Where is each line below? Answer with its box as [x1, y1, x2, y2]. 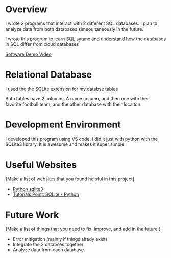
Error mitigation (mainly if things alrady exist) [12, 236, 107, 242]
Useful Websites [5, 159, 77, 170]
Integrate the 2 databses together [12, 241, 84, 247]
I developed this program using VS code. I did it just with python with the [5, 136, 158, 142]
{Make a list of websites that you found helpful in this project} [5, 176, 135, 182]
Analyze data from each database [12, 246, 84, 253]
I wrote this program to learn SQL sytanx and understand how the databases [5, 36, 166, 42]
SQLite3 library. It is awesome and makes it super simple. [5, 141, 126, 147]
